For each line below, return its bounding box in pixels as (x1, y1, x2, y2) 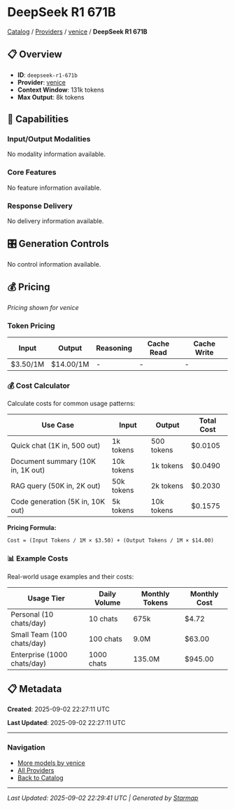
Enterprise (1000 (10, 649, 68, 659)
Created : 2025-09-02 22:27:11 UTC (7, 705, 111, 714)
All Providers (17, 766, 55, 774)
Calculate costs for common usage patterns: (7, 400, 136, 408)
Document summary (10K (10, 456, 97, 466)
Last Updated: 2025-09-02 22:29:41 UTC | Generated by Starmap (7, 794, 199, 802)
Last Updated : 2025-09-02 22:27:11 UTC (7, 719, 126, 727)
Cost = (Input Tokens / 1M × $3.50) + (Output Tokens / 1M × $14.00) (7, 537, 215, 544)
